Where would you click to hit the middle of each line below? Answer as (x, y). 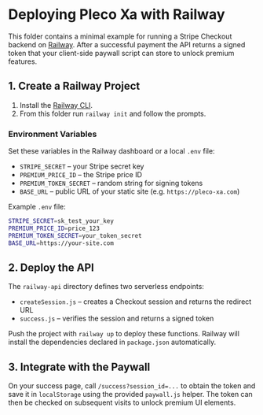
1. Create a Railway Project (74, 86)
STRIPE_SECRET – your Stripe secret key (82, 166)
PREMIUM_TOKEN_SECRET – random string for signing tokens (111, 183)
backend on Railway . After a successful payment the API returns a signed (127, 44)
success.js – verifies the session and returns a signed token (117, 319)
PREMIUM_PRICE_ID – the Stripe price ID (81, 175)
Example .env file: (37, 207)
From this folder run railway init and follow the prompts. (113, 113)
